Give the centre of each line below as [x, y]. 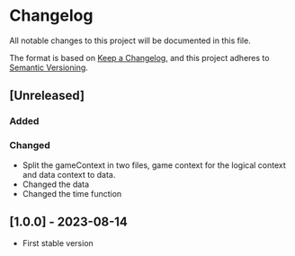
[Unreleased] [47, 96]
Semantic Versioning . [49, 67]
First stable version [58, 243]
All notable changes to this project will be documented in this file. [130, 40]
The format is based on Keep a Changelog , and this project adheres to [139, 57]
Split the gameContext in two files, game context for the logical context [154, 165]
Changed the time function [72, 193]
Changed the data [56, 184]
